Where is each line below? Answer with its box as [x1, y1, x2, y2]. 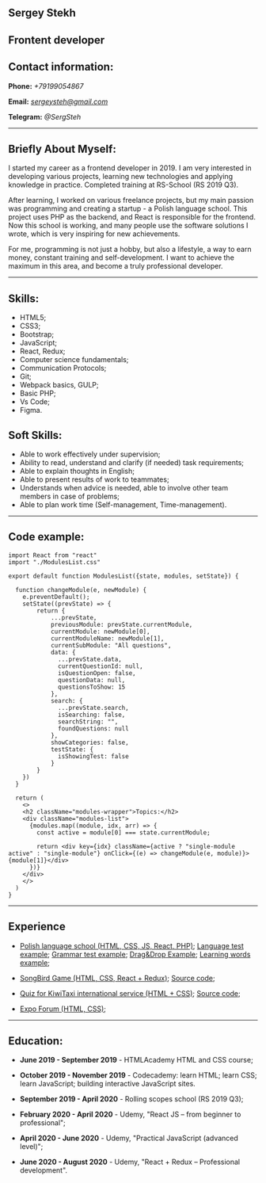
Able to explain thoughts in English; [19, 467, 135, 476]
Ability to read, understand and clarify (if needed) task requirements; [19, 458, 244, 467]
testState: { [50, 745, 93, 754]
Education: [8, 1034, 63, 1048]
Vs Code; [19, 397, 50, 406]
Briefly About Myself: [8, 142, 116, 155]
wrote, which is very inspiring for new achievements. [8, 229, 180, 239]
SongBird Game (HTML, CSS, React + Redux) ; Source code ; [19, 973, 215, 983]
